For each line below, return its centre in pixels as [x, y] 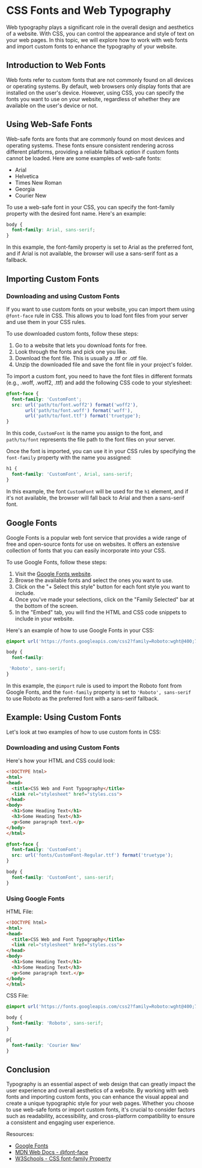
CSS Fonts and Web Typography [89, 11]
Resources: [20, 1134]
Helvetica [27, 176]
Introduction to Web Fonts [56, 65]
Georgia [25, 189]
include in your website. [44, 619]
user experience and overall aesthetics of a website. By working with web [97, 1090]
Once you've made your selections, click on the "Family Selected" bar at [105, 599]
